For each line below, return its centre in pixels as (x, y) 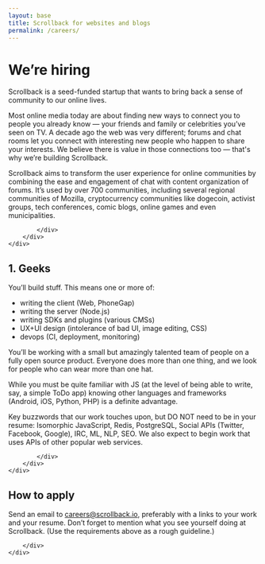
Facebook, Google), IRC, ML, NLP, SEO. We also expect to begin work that (129, 434)
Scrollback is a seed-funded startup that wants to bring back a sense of (126, 91)
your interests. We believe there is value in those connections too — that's (130, 150)
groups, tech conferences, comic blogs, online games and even (112, 207)
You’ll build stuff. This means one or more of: (81, 288)
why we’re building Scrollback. (58, 158)
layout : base (30, 16)
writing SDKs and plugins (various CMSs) (87, 320)
